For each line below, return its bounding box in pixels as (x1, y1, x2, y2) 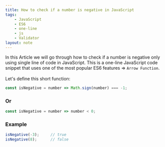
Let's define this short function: (5, 75, 71, 81)
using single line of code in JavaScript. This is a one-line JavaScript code (5, 59, 158, 66)
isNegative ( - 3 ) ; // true (5, 132, 67, 137)
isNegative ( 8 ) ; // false (5, 137, 69, 142)
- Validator (14, 36, 39, 41)
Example (5, 121, 27, 128)
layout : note (5, 40, 33, 45)
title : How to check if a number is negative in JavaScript (5, 7, 135, 13)
